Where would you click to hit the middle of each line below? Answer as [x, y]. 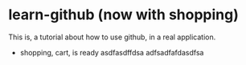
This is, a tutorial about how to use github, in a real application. [112, 37]
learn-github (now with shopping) [124, 15]
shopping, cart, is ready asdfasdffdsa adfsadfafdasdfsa [112, 52]
